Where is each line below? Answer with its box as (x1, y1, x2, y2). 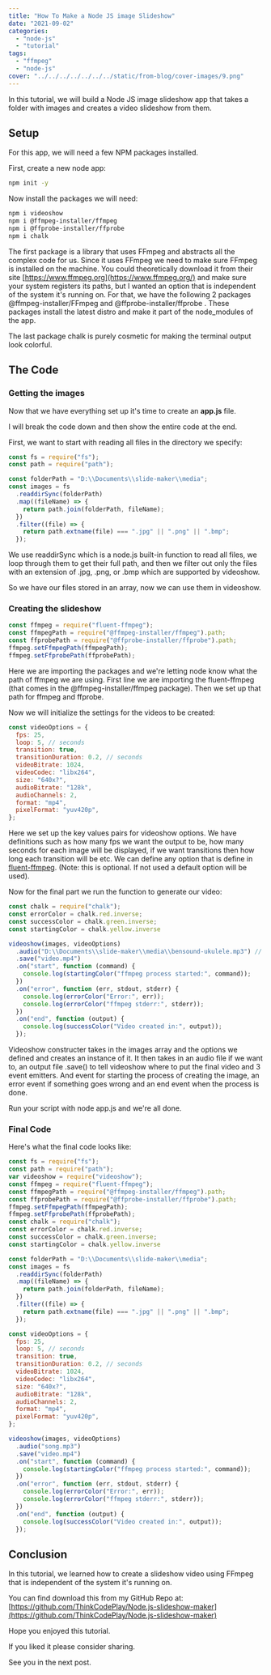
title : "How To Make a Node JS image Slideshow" (8, 11, 176, 20)
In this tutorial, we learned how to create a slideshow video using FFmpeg (8, 1569, 254, 1579)
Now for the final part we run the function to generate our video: (8, 887, 222, 897)
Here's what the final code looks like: (8, 1142, 132, 1152)
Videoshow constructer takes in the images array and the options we (8, 1045, 238, 1055)
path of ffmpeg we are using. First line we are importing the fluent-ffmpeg (8, 674, 255, 684)
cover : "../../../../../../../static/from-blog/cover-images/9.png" (8, 72, 244, 80)
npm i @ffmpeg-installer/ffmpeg (8, 217, 117, 225)
